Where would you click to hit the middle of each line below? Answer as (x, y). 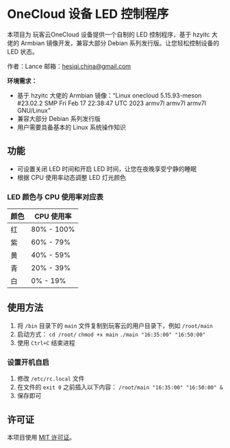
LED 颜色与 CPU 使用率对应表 (55, 197)
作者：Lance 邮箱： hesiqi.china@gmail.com (69, 66)
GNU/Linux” (34, 110)
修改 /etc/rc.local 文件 (51, 379)
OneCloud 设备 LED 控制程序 (88, 14)
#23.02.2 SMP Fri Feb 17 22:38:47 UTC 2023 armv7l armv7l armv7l (112, 103)
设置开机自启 (28, 362)
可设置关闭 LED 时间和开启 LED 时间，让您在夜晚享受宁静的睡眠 (107, 168)
